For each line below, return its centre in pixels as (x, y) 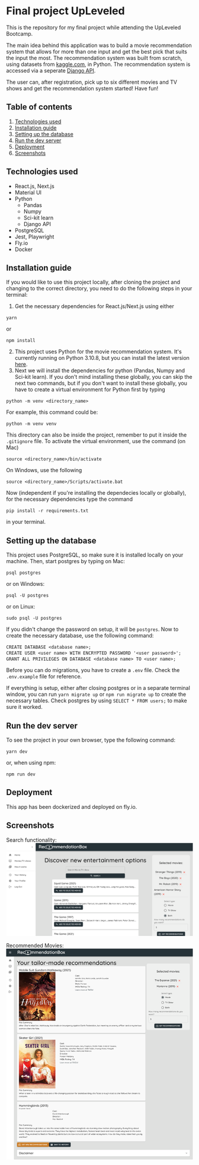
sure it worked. (24, 707)
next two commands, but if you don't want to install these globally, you (101, 383)
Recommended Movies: (35, 945)
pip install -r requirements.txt (47, 511)
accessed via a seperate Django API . (51, 70)
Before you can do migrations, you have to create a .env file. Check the (93, 670)
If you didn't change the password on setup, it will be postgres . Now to (92, 629)
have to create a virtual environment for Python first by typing (90, 390)
